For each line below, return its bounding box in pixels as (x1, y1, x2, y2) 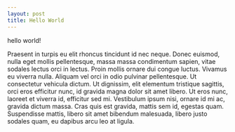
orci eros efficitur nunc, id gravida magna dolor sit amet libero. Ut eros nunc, (7, 87, 228, 95)
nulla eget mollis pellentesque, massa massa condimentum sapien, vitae (7, 57, 216, 65)
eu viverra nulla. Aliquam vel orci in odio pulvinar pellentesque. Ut (7, 72, 197, 81)
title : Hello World (7, 17, 65, 24)
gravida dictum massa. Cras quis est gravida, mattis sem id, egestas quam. (7, 102, 224, 110)
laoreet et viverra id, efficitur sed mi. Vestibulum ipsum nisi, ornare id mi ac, (7, 94, 226, 103)
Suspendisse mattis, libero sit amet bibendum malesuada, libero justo (7, 110, 208, 118)
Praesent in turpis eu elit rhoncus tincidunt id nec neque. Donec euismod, (7, 50, 220, 58)
